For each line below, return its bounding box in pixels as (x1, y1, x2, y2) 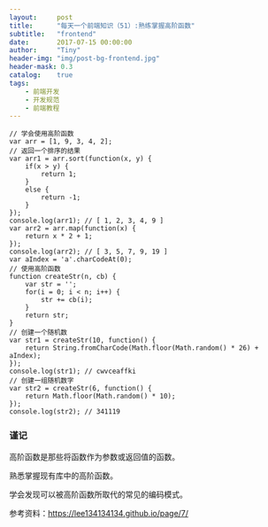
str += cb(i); (41, 296, 93, 305)
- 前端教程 (25, 104, 60, 112)
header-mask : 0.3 (9, 63, 73, 72)
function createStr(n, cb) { (9, 272, 117, 282)
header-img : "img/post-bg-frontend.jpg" (9, 54, 161, 63)
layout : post (9, 12, 73, 22)
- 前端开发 (25, 87, 60, 96)
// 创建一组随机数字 (9, 376, 74, 385)
